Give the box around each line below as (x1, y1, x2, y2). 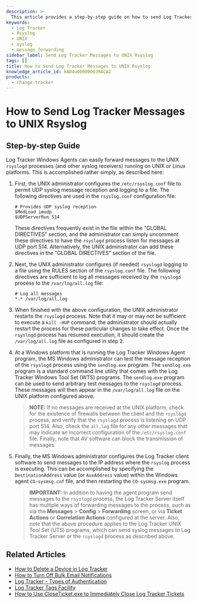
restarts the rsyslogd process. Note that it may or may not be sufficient (14, 312, 186, 319)
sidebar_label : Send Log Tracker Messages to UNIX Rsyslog (6, 52, 154, 58)
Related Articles (6, 550, 66, 560)
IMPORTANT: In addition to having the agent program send (29, 489, 172, 496)
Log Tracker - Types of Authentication (14, 578, 107, 585)
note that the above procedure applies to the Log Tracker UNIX (29, 520, 182, 527)
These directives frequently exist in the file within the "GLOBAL (14, 224, 167, 231)
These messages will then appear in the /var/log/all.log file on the (14, 386, 180, 393)
